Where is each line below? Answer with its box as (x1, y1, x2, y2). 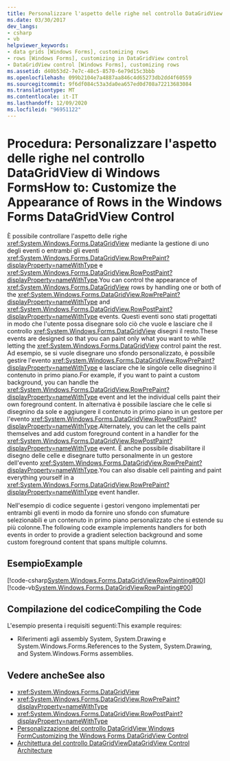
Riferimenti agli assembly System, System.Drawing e (16, 635, 166, 643)
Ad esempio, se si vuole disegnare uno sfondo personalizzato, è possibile (7, 348, 216, 357)
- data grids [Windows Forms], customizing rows (7, 49, 149, 56)
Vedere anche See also (7, 669, 105, 681)
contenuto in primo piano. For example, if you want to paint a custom (7, 371, 200, 379)
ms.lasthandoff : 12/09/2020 (7, 100, 88, 107)
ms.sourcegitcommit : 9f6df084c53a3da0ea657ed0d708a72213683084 (7, 81, 192, 87)
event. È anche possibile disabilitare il (99, 444, 205, 452)
